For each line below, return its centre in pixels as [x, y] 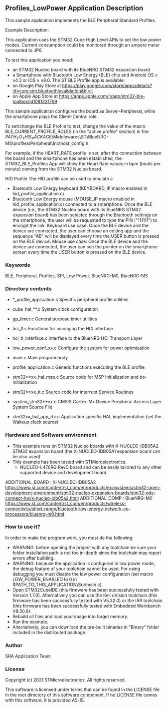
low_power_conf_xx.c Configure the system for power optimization [81, 348]
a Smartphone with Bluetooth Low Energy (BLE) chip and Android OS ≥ [85, 75]
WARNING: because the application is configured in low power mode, [84, 563]
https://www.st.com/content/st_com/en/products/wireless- [66, 503]
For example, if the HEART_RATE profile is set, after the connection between [83, 153]
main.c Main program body [40, 358]
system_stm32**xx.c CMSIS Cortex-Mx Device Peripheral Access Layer [87, 402]
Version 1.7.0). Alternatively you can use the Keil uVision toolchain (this [85, 595]
